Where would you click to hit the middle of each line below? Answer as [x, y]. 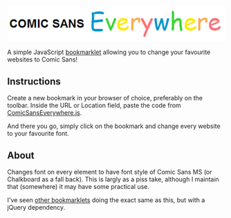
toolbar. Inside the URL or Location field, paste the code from [94, 105]
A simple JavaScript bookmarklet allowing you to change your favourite [109, 52]
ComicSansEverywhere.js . [45, 113]
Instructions [34, 81]
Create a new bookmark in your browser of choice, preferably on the [105, 98]
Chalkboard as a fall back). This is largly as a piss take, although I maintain [113, 179]
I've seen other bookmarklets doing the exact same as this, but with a [106, 200]
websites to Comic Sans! [43, 60]
